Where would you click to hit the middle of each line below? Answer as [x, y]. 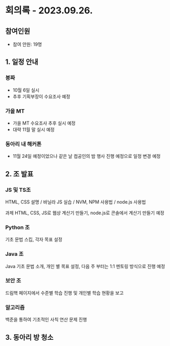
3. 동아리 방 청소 [29, 337]
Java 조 [15, 254]
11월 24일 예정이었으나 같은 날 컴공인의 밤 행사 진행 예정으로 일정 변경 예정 [87, 156]
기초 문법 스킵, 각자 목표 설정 [34, 239]
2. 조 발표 [19, 174]
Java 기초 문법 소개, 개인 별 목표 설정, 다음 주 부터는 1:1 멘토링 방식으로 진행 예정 [85, 266]
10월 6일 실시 [26, 90]
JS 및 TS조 [18, 190]
